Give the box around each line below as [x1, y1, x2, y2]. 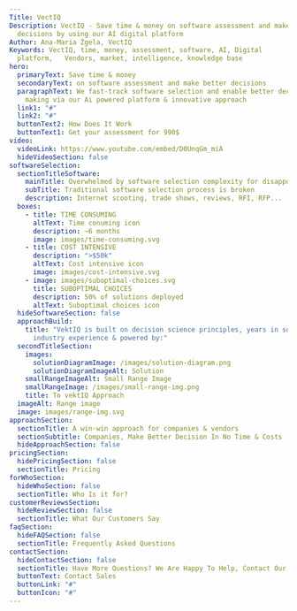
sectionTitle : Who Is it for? [17, 490, 128, 499]
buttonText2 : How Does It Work [17, 120, 133, 129]
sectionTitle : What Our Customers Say [17, 515, 161, 523]
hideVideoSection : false [17, 152, 109, 162]
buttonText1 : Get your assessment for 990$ [17, 128, 179, 137]
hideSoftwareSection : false [17, 309, 121, 318]
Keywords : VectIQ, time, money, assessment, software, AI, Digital [9, 46, 263, 55]
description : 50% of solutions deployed [32, 293, 184, 302]
